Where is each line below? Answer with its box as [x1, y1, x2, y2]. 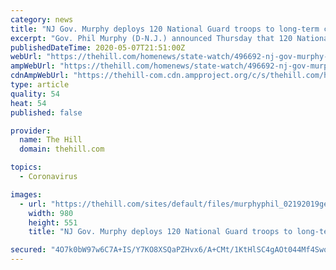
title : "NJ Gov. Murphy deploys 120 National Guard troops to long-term [10, 24, 320, 34]
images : [10, 189, 43, 200]
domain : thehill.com [19, 144, 105, 155]
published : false [10, 107, 83, 118]
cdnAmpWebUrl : [10, 71, 70, 81]
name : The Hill [19, 135, 83, 145]
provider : [10, 126, 52, 136]
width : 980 [28, 208, 74, 218]
